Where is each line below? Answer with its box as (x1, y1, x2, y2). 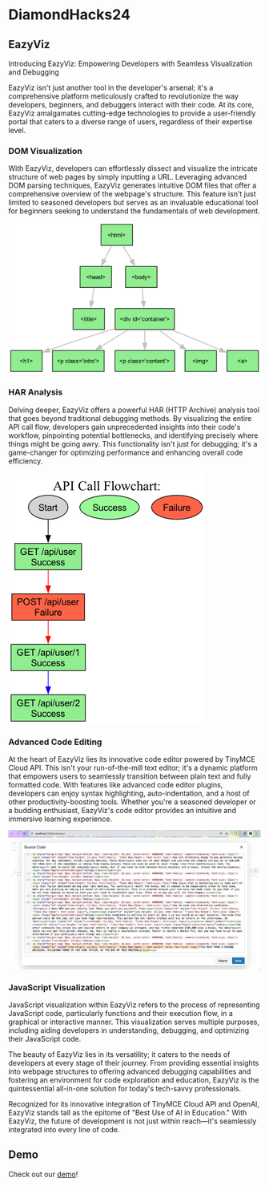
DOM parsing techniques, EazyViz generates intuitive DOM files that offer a (8, 180, 257, 190)
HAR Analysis (8, 387, 63, 398)
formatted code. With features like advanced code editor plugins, (8, 779, 223, 789)
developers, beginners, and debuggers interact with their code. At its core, (8, 100, 255, 109)
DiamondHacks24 (8, 6, 130, 24)
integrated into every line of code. (8, 1124, 120, 1134)
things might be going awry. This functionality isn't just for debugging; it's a (8, 439, 258, 448)
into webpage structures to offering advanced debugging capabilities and (8, 1067, 251, 1076)
